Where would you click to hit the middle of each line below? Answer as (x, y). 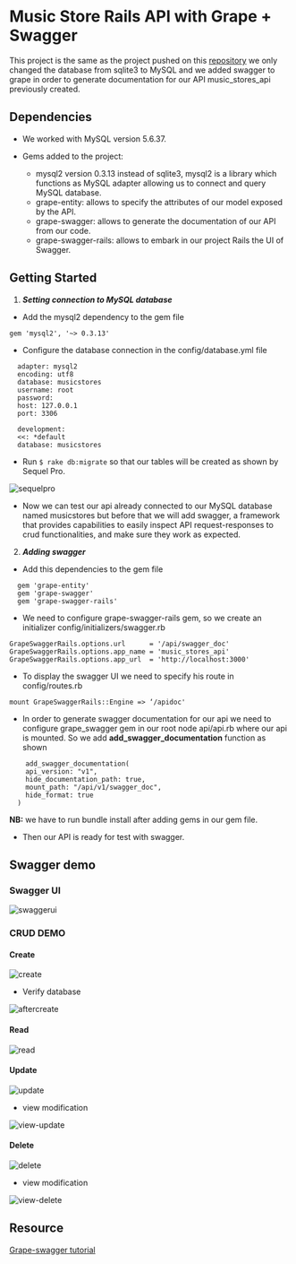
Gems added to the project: (72, 156)
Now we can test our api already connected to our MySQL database (147, 506)
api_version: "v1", (62, 771)
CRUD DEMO (38, 933)
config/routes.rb (52, 685)
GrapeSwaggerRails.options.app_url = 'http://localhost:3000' (130, 659)
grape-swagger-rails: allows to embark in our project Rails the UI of (160, 240)
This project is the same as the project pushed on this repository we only (144, 60)
